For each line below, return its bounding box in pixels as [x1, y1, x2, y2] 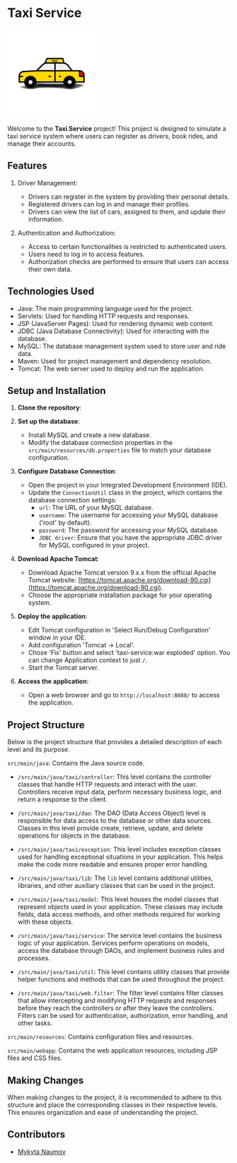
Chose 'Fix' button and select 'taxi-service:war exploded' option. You [28, 649, 231, 657]
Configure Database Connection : [17, 467, 117, 475]
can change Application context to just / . [28, 656, 148, 664]
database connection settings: [28, 496, 117, 504]
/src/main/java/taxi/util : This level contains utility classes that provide [17, 968, 230, 976]
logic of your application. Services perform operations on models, [17, 939, 210, 947]
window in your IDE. [28, 633, 87, 642]
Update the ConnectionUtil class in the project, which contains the [28, 488, 223, 497]
